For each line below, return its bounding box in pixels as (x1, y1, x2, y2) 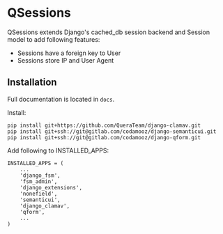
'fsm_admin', (20, 178, 58, 185)
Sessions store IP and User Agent (17, 56, 114, 64)
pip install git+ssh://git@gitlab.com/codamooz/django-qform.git (7, 134, 201, 141)
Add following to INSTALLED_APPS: (7, 146, 109, 155)
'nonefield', (20, 190, 58, 197)
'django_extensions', (20, 184, 82, 191)
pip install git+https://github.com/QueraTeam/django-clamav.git (7, 122, 201, 129)
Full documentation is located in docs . (7, 95, 115, 103)
